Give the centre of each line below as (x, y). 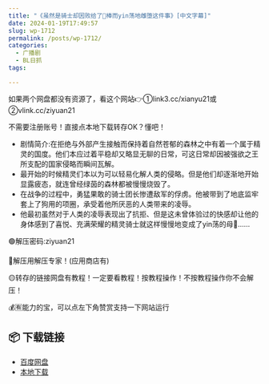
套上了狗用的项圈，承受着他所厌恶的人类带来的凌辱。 (108, 204)
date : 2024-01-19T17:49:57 (53, 23)
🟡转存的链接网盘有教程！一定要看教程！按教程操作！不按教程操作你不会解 (131, 277)
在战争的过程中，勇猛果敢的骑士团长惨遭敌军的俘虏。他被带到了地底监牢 (139, 194)
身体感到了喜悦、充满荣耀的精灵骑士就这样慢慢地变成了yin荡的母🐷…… (135, 224)
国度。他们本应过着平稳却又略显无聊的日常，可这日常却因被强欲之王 (146, 154)
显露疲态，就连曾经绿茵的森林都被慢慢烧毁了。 (97, 184)
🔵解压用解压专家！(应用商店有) (59, 261)
